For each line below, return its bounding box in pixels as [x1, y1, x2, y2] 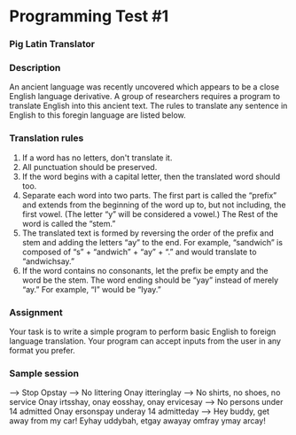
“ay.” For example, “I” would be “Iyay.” [21, 284, 161, 294]
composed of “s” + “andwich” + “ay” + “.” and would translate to [21, 246, 257, 257]
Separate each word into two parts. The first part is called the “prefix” [21, 190, 277, 200]
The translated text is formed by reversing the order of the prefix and [21, 228, 275, 238]
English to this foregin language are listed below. [9, 110, 186, 120]
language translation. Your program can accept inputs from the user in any [9, 336, 282, 346]
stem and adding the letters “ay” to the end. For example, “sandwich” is [21, 237, 284, 247]
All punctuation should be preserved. [21, 161, 158, 172]
